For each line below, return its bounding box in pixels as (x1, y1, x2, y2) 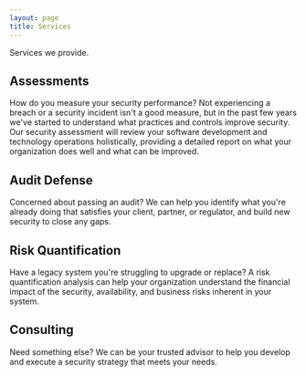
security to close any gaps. (9, 216, 111, 227)
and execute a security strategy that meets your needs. (9, 356, 217, 367)
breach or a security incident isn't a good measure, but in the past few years (9, 107, 297, 119)
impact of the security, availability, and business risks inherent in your (9, 286, 272, 297)
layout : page (9, 13, 59, 23)
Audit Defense (9, 172, 93, 188)
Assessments (9, 73, 90, 89)
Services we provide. (9, 47, 90, 57)
